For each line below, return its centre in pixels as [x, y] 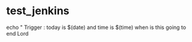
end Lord [17, 33]
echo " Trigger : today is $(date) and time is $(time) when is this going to [96, 27]
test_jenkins [38, 11]
